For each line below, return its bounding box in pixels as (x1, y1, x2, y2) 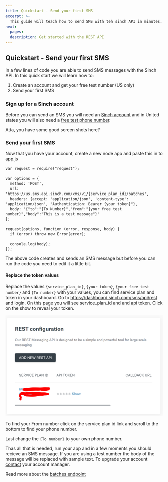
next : (5, 24, 17, 29)
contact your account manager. (5, 461, 70, 467)
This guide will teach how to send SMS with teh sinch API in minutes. (10, 19, 163, 24)
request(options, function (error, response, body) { (5, 227, 120, 232)
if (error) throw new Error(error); (10, 232, 86, 237)
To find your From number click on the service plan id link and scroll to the (5, 420, 159, 427)
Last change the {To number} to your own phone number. (5, 435, 123, 442)
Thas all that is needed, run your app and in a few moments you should (5, 445, 152, 451)
